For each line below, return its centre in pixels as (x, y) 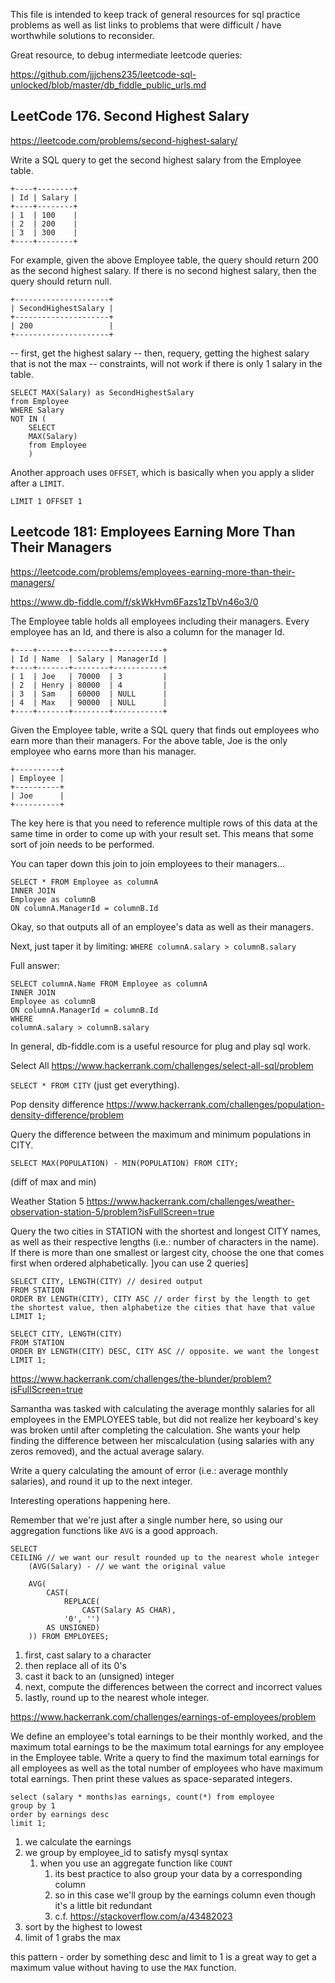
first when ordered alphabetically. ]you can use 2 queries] (129, 1263)
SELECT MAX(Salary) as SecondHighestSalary (102, 392)
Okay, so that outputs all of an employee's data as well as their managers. (162, 926)
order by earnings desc (60, 1814)
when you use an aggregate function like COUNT (136, 1863)
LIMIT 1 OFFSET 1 (46, 501)
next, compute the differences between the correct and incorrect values (173, 1686)
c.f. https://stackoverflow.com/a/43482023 (143, 1916)
